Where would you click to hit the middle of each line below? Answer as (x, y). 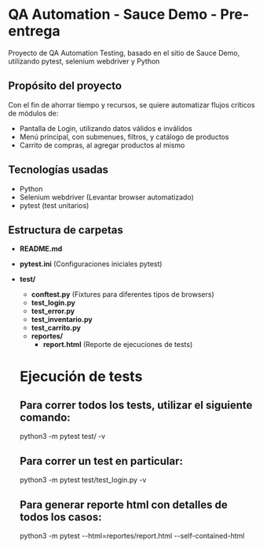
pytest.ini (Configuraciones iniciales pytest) (91, 264)
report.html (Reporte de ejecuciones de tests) (118, 345)
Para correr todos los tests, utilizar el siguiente (136, 405)
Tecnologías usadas (58, 170)
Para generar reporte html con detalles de (123, 504)
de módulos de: (33, 113)
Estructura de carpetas (66, 230)
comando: (45, 417)
